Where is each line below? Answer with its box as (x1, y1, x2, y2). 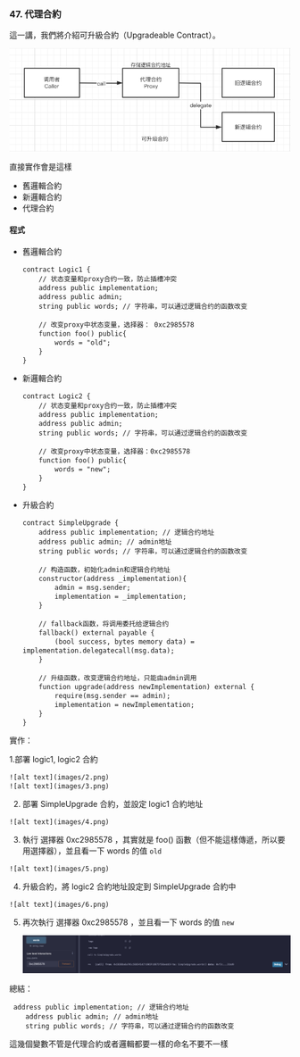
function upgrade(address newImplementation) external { (38, 683, 255, 692)
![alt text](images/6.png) (9, 900, 110, 910)
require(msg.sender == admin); (54, 692, 171, 701)
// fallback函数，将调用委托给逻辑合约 (38, 620, 170, 628)
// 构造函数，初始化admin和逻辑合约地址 (38, 565, 171, 575)
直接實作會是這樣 (9, 161, 72, 171)
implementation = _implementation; (54, 592, 187, 602)
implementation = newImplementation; (54, 701, 195, 710)
